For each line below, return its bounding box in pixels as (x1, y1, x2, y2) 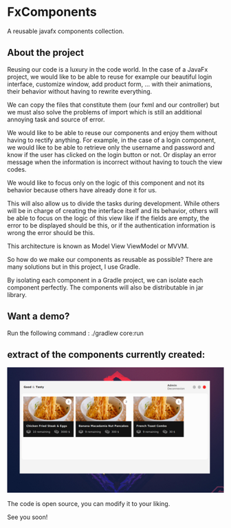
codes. (7, 165, 27, 173)
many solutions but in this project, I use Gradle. (7, 263, 141, 271)
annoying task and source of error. (7, 115, 105, 123)
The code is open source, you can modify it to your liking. (7, 499, 170, 507)
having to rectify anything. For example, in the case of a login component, (7, 136, 217, 144)
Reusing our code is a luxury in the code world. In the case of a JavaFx (7, 65, 208, 73)
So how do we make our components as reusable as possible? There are (7, 255, 213, 263)
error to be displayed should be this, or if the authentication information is (7, 221, 216, 230)
